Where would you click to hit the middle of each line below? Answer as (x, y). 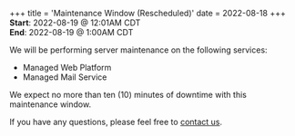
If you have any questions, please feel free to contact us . (116, 122)
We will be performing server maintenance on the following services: (138, 50)
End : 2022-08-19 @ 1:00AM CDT (71, 32)
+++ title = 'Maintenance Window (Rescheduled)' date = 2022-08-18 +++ (148, 13)
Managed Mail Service (65, 77)
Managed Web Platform (67, 68)
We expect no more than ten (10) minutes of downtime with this (128, 95)
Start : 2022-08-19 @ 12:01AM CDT (75, 23)
